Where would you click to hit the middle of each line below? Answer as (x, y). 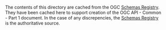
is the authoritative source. (33, 23)
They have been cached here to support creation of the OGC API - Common (83, 12)
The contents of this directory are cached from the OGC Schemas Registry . (82, 7)
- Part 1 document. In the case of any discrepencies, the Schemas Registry (82, 18)
